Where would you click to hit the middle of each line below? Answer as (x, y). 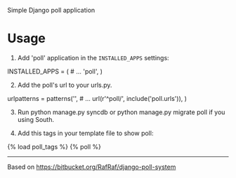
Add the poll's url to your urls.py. (65, 85)
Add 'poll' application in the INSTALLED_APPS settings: (93, 57)
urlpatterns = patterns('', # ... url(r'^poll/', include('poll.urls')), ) (97, 98)
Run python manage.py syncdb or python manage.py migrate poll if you (121, 112)
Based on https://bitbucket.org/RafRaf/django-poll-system (92, 167)
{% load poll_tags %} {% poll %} (54, 146)
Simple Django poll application (51, 10)
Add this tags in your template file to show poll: (85, 133)
